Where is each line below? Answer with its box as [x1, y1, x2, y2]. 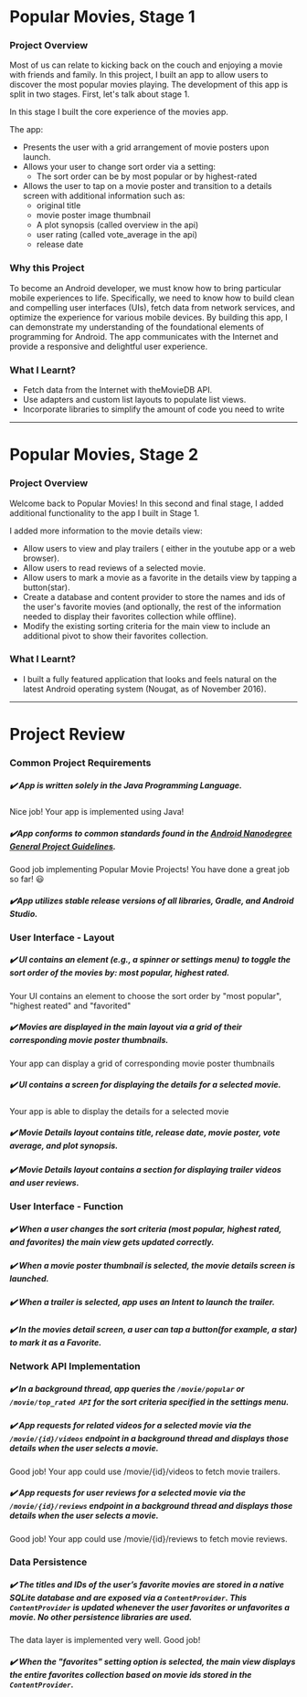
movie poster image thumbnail [36, 210, 151, 221]
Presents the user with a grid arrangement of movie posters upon [22, 142, 270, 153]
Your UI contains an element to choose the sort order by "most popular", [9, 990, 281, 1001]
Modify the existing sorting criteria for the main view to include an [22, 620, 271, 631]
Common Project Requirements [9, 756, 152, 769]
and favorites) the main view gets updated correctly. [9, 1236, 215, 1248]
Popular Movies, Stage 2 [9, 445, 199, 465]
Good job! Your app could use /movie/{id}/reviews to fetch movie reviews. [9, 1533, 288, 1544]
